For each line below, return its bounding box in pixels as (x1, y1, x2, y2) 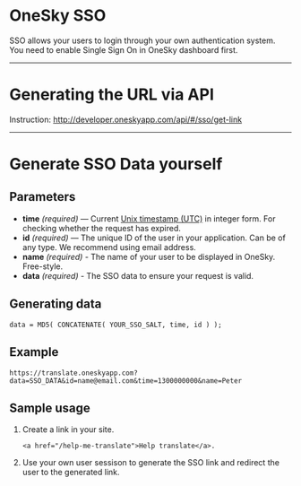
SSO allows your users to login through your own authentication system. (9, 35, 276, 46)
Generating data (9, 297, 102, 312)
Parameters (9, 189, 76, 204)
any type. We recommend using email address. (21, 241, 197, 252)
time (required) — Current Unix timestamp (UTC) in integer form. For (21, 213, 276, 224)
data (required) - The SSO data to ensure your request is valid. (21, 270, 254, 281)
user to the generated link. (21, 467, 120, 478)
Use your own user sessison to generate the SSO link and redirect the (21, 457, 280, 468)
